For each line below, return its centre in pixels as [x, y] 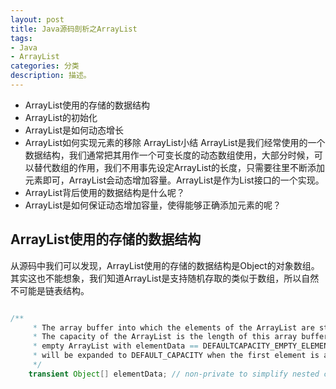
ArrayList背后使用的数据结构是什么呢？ [105, 192]
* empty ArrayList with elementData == [115, 346]
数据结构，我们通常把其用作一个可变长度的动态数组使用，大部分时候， [169, 155]
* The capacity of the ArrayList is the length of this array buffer [180, 337]
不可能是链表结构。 [50, 290]
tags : [21, 38]
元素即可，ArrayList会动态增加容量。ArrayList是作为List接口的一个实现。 [174, 180]
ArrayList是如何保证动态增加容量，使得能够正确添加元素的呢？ [153, 205]
